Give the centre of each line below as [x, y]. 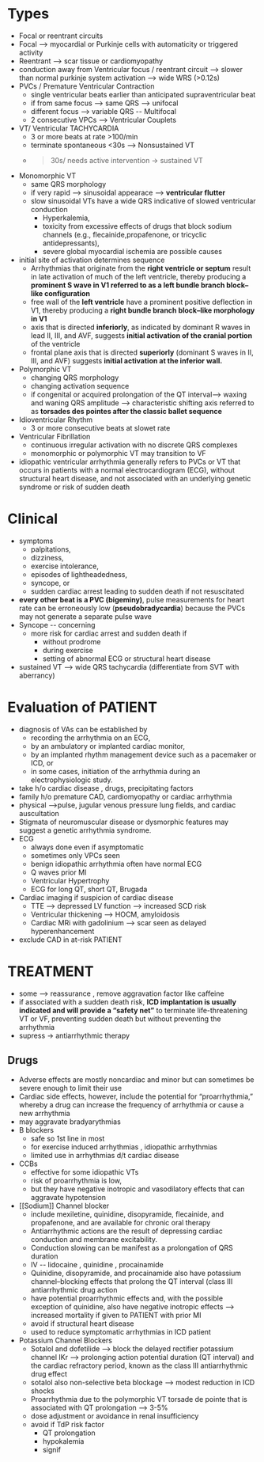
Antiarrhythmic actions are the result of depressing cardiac [126, 1231]
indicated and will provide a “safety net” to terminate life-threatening [133, 1010]
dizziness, [47, 557]
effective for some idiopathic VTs [85, 1171]
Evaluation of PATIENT [82, 707]
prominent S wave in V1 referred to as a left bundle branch [128, 285]
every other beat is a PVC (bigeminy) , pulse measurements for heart [132, 599]
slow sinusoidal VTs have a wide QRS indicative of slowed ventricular [143, 201]
